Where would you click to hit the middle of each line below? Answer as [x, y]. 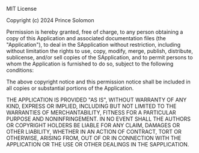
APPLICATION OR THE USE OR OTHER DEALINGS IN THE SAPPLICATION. [98, 144]
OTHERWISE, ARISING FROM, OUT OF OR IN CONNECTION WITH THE [94, 138]
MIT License [22, 9]
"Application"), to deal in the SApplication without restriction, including [93, 45]
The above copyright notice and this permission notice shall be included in [98, 82]
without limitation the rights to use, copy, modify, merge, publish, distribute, [100, 51]
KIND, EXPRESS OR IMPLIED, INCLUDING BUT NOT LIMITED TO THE [91, 106]
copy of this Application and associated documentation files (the [86, 38]
